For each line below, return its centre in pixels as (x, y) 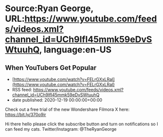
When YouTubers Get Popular (51, 68)
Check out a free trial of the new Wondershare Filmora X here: (67, 109)
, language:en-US (75, 50)
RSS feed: (22, 90)
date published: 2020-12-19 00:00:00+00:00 (57, 100)
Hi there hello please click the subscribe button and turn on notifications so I (81, 124)
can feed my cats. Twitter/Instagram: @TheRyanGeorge (61, 129)
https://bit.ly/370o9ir (26, 114)
